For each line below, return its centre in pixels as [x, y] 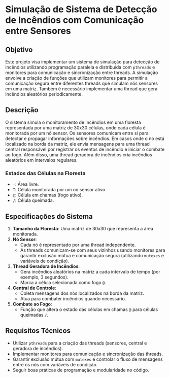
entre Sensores [38, 31]
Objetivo [19, 49]
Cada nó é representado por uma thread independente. [78, 245]
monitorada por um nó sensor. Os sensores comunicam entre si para [77, 133]
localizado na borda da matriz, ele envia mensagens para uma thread [77, 144]
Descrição [22, 110]
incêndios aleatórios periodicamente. [44, 94]
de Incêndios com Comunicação [75, 20]
